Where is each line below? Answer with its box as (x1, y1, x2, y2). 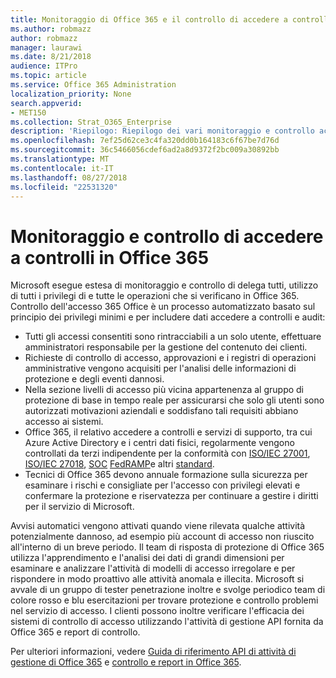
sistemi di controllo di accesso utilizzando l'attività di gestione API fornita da (10, 616, 324, 628)
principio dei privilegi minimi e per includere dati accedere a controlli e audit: (10, 311, 326, 323)
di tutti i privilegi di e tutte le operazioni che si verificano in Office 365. (10, 290, 300, 302)
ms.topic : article (10, 71, 87, 81)
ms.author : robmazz (10, 24, 92, 34)
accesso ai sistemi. (24, 416, 104, 428)
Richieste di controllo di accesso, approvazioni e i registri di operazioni (24, 352, 317, 364)
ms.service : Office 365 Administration (10, 80, 177, 90)
